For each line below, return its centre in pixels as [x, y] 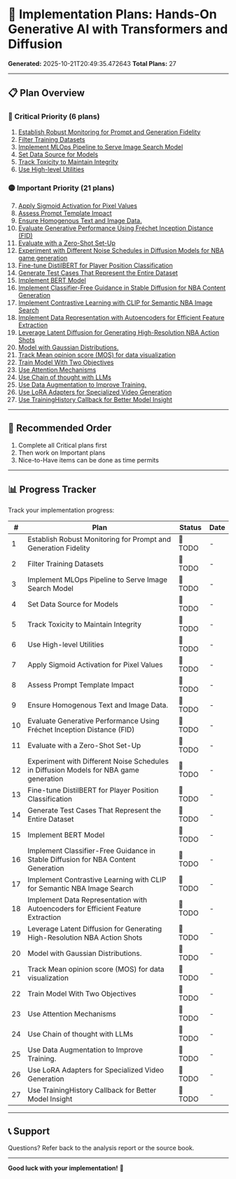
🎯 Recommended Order [60, 428]
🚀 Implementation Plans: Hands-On [112, 14]
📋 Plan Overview [46, 93]
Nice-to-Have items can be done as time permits [89, 460]
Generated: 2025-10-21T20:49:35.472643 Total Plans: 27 [92, 63]
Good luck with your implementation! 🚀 [66, 1168]
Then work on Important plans [62, 453]
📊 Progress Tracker [52, 489]
